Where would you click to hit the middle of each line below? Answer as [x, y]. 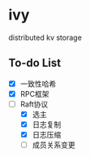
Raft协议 [34, 104]
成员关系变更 [54, 145]
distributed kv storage [45, 37]
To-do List [35, 63]
